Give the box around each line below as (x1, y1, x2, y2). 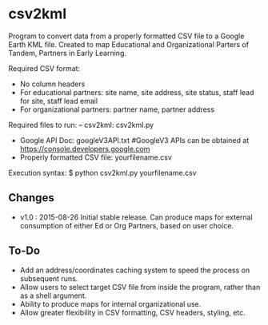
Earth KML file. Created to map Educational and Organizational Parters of (8, 39, 250, 49)
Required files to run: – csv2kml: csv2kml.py (8, 120, 154, 129)
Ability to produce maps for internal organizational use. (19, 299, 202, 308)
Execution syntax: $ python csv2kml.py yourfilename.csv (8, 168, 198, 177)
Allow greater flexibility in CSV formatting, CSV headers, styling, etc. (19, 307, 246, 317)
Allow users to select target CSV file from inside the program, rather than (19, 282, 261, 291)
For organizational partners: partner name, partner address (19, 105, 214, 114)
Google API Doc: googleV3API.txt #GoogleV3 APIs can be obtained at (19, 135, 250, 145)
